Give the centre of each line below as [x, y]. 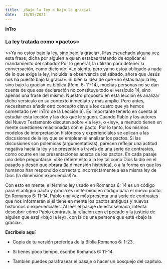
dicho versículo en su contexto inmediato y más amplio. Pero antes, [75, 100]
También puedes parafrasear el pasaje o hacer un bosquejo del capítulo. [88, 261]
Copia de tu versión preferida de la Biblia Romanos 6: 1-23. [73, 242]
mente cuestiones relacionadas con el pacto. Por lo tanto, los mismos [77, 127]
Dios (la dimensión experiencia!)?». [41, 175]
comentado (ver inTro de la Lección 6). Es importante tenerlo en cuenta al [81, 111]
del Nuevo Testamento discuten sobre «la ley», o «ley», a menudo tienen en [83, 122]
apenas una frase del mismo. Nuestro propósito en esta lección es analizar [82, 95]
